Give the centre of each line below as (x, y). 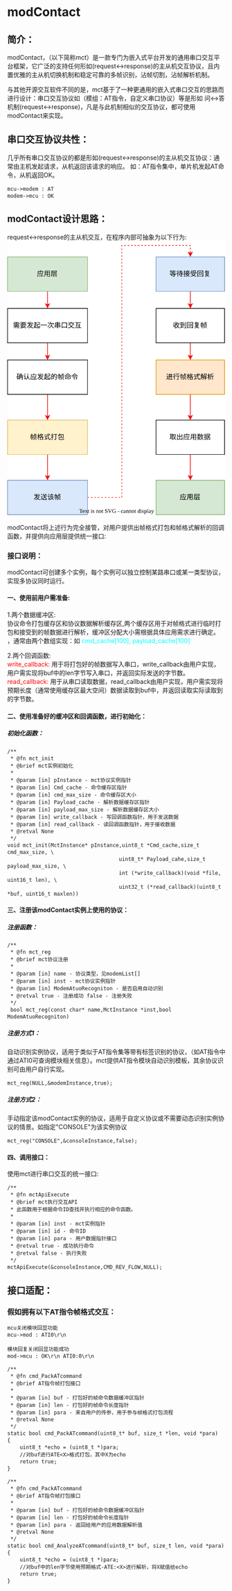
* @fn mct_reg (30, 952)
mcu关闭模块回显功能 (33, 1328)
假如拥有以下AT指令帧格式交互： (62, 1312)
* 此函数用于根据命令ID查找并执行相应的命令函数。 (73, 1210)
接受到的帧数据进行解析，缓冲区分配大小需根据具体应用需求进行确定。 (119, 632)
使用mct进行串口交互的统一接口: (53, 1174)
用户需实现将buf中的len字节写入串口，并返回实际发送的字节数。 (98, 673)
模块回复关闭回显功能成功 (38, 1349)
